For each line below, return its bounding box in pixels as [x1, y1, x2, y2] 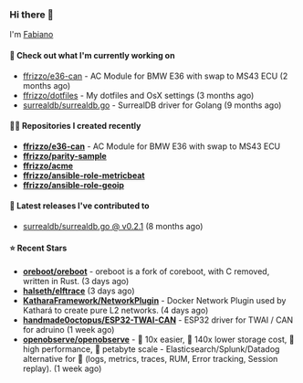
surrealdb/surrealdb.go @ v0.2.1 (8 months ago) [22, 220, 204, 231]
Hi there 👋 [9, 8, 55, 21]
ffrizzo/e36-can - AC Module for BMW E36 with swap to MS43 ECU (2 [22, 70, 288, 81]
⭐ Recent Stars [9, 242, 68, 253]
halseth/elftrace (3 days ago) [22, 285, 135, 296]
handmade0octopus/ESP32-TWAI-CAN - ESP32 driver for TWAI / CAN [22, 314, 294, 325]
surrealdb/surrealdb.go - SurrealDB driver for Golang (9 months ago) [22, 100, 282, 111]
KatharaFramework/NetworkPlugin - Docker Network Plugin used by [22, 295, 287, 306]
